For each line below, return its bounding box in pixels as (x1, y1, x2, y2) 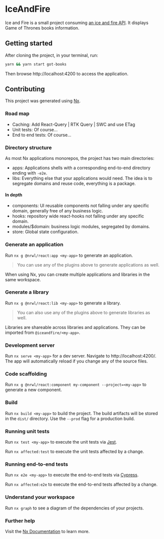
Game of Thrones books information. (5, 25, 80, 30)
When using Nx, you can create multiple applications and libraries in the (5, 271, 150, 277)
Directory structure (5, 144, 52, 151)
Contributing (5, 85, 45, 93)
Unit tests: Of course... (12, 126, 58, 132)
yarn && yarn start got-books (5, 61, 67, 67)
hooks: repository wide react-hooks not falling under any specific (12, 213, 144, 219)
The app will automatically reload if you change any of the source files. (5, 358, 148, 364)
